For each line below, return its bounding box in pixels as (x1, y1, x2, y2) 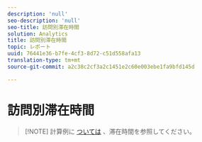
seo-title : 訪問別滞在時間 (7, 23, 80, 31)
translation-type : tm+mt (7, 57, 81, 64)
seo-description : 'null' (7, 17, 81, 24)
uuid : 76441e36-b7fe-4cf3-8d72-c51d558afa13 (7, 50, 141, 58)
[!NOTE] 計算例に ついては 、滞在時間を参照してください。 (24, 127, 196, 136)
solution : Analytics (7, 30, 69, 38)
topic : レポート (7, 43, 51, 50)
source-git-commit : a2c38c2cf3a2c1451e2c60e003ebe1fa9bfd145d (7, 63, 195, 70)
